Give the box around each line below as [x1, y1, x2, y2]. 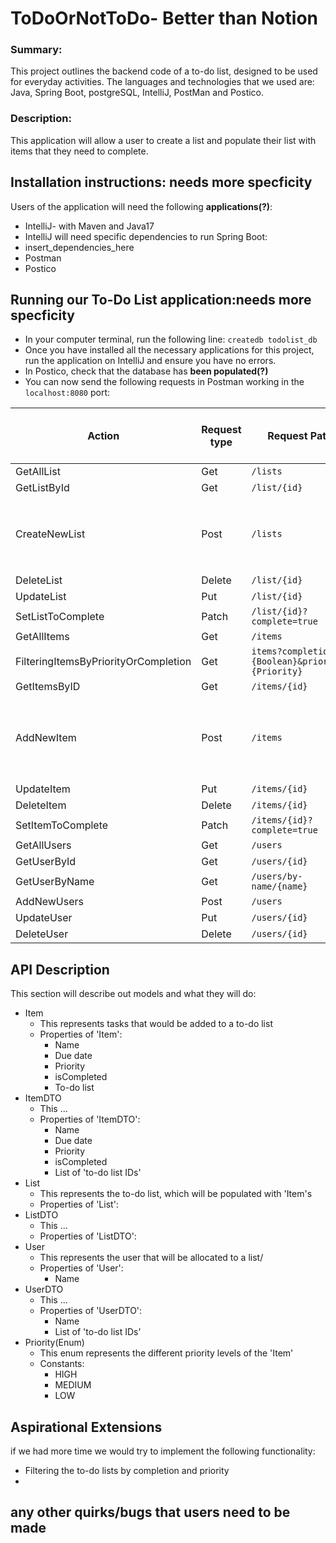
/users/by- [251, 871, 303, 882]
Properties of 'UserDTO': [39, 1305, 143, 1317]
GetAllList [15, 465, 61, 479]
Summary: [10, 43, 63, 57]
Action [87, 429, 120, 443]
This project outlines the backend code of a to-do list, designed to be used [10, 65, 318, 77]
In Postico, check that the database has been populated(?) [24, 365, 269, 377]
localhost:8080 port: [24, 387, 111, 399]
